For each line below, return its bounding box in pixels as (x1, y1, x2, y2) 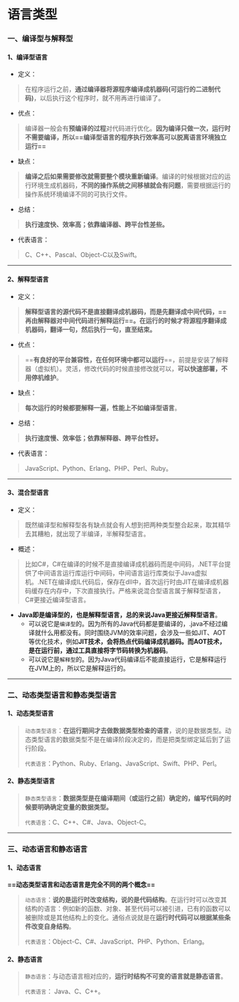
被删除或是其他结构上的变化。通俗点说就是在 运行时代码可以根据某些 (24, 913, 225, 922)
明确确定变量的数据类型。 (37, 803, 112, 812)
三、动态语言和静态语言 (7, 844, 87, 854)
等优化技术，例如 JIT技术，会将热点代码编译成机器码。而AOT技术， (28, 637, 226, 645)
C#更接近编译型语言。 (24, 595, 90, 604)
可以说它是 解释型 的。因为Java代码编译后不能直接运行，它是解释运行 (28, 654, 227, 663)
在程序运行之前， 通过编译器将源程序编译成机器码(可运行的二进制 (24, 85, 215, 93)
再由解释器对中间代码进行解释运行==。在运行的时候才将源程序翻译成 (24, 316, 227, 325)
